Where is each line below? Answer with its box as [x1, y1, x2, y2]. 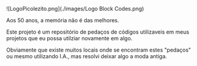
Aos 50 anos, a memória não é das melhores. [6, 17, 119, 23]
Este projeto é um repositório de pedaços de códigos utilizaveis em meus [6, 28, 190, 35]
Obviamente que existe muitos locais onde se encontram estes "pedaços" [6, 46, 192, 53]
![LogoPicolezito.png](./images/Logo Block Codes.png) [6, 5, 144, 12]
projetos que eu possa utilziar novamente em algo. [6, 35, 133, 41]
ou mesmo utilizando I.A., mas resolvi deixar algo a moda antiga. [6, 53, 167, 59]
